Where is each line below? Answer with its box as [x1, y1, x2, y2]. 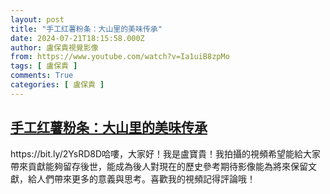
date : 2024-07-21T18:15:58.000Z [10, 33, 145, 43]
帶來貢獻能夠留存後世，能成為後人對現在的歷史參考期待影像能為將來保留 [10, 160, 308, 172]
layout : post [10, 14, 65, 25]
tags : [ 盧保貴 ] [10, 61, 78, 71]
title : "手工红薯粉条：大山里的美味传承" [10, 24, 163, 34]
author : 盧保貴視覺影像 [10, 42, 99, 53]
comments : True [10, 71, 74, 81]
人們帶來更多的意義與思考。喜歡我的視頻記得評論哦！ [36, 172, 256, 185]
